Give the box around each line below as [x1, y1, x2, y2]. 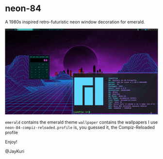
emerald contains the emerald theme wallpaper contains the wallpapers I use [5, 119, 158, 125]
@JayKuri [5, 148, 25, 154]
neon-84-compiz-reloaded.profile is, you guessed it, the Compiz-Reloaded [5, 125, 155, 130]
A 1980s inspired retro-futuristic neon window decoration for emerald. [5, 19, 145, 25]
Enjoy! [5, 139, 18, 145]
